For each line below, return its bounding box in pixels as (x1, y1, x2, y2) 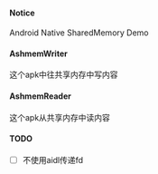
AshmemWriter (9, 48, 68, 59)
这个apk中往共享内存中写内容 (9, 69, 119, 81)
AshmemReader (9, 91, 72, 101)
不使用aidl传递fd (22, 154, 84, 165)
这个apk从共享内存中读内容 (9, 111, 111, 122)
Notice (9, 7, 35, 18)
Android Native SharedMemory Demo (9, 27, 149, 38)
